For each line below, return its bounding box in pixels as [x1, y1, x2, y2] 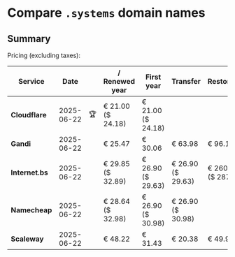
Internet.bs [10, 168, 49, 177]
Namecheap [10, 205, 52, 214]
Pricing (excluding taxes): [7, 51, 81, 59]
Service [18, 77, 45, 86]
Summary [7, 33, 51, 45]
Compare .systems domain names [7, 5, 206, 21]
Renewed [103, 77, 135, 86]
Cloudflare [10, 110, 47, 119]
